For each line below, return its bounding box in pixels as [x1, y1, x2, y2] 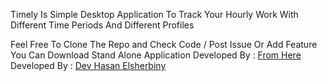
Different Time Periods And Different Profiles [10, 19, 195, 31]
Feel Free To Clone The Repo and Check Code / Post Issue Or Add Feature [10, 39, 318, 50]
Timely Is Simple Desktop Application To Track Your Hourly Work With [10, 9, 299, 20]
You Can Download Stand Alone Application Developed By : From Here [10, 49, 302, 61]
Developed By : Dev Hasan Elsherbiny [10, 60, 167, 71]
